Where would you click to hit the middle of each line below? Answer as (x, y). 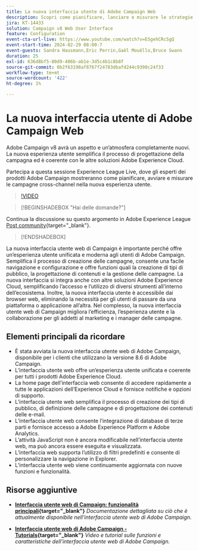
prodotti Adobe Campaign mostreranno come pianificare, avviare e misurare (100, 178)
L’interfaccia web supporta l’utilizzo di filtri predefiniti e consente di (97, 452)
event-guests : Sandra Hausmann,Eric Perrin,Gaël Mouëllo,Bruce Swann (94, 51)
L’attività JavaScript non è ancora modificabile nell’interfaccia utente (99, 440)
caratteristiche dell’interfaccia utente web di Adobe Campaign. (92, 541)
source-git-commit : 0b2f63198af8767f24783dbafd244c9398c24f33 (85, 67)
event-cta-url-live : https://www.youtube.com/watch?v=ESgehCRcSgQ (90, 39)
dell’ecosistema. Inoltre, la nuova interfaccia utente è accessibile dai (90, 292)
